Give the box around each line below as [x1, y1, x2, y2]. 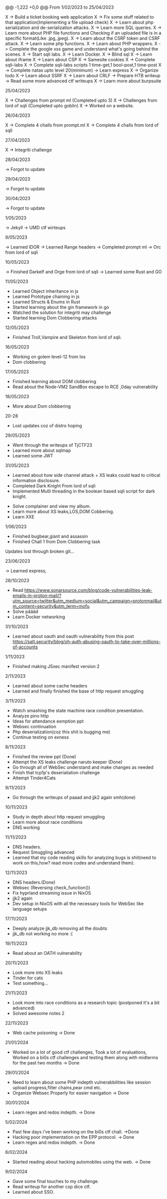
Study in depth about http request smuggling [12, 814, 105, 819]
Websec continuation [12, 724, 56, 729]
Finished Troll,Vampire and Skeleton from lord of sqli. [12, 334, 122, 340]
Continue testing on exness [12, 734, 69, 740]
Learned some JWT [12, 453, 53, 458]
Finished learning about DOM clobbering [12, 379, 96, 384]
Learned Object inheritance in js [12, 288, 78, 294]
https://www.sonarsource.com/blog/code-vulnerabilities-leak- [24, 587, 152, 593]
